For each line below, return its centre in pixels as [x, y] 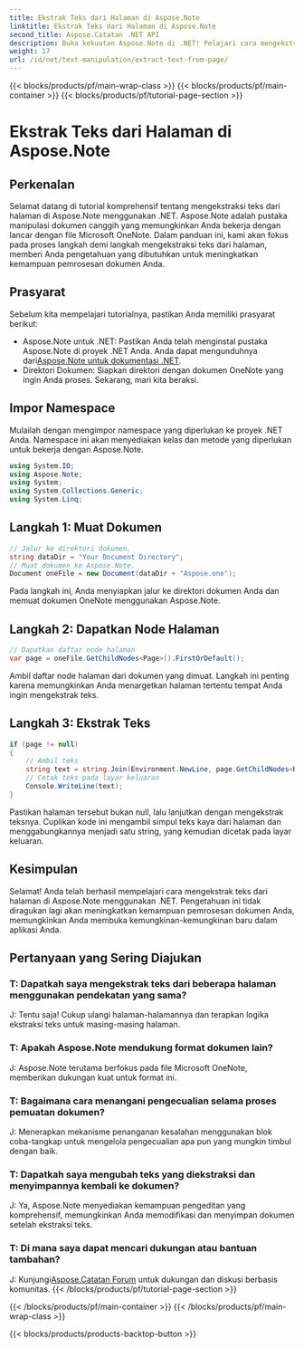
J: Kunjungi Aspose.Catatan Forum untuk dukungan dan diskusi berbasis [143, 1279]
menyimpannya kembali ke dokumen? [95, 1185]
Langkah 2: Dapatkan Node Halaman [114, 629]
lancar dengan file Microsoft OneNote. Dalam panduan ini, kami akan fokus [149, 235]
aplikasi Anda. [35, 930]
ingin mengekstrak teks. [54, 694]
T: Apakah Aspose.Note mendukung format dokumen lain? [141, 1048]
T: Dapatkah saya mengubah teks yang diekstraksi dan [133, 1174]
